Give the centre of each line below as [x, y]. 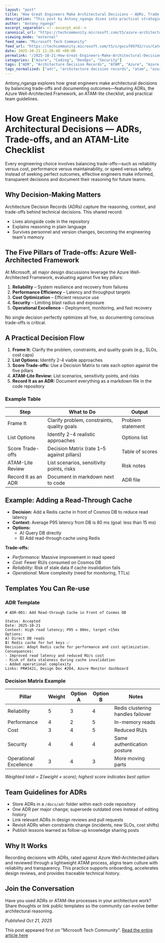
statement [133, 426]
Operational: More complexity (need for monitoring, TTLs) [71, 573]
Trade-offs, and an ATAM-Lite [67, 139]
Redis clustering [133, 708]
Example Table [23, 399]
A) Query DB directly [41, 533]
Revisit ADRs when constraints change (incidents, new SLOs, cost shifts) [86, 825]
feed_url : [15, 46]
